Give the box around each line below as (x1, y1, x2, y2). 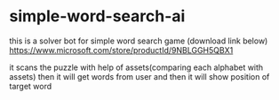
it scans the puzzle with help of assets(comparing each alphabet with (9, 62, 264, 73)
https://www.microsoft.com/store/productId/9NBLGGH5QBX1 (9, 44, 234, 55)
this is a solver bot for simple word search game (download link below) (9, 35, 268, 46)
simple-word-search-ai (9, 6, 186, 27)
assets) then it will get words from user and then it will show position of (9, 71, 270, 81)
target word (9, 81, 52, 91)
